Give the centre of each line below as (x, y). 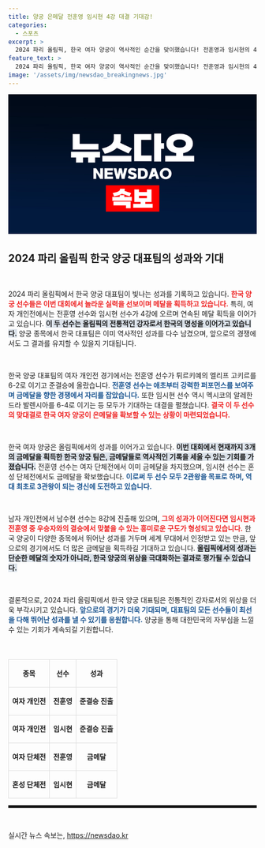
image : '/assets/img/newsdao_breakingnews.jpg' (88, 75)
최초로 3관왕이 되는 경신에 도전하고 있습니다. (84, 486)
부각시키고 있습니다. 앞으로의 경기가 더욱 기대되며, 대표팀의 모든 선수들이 (127, 610)
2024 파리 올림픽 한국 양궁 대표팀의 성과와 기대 (116, 258)
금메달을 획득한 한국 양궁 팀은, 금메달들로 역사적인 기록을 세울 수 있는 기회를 (131, 457)
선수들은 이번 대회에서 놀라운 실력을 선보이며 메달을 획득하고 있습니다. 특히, (131, 304)
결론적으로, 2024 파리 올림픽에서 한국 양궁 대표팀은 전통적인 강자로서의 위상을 (128, 600)
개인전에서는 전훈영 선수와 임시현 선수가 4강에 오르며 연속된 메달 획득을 (126, 314)
